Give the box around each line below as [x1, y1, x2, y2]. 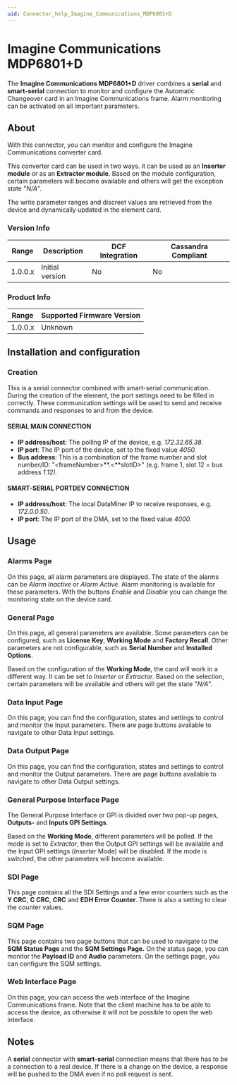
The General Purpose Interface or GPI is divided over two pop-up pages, [7, 810, 219, 819]
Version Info [7, 223, 51, 233]
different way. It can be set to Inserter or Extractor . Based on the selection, [7, 672, 224, 681]
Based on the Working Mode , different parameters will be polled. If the [7, 832, 213, 840]
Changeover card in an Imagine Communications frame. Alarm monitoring [7, 94, 222, 102]
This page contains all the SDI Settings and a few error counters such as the [7, 888, 229, 897]
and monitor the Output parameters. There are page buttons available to [7, 769, 217, 778]
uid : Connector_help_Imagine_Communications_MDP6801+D [7, 10, 172, 18]
